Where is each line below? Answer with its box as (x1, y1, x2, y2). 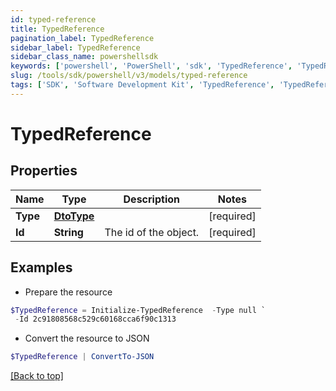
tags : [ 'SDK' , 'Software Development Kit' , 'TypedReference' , (10, 80, 275, 90)
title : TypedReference (10, 24, 105, 34)
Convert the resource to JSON (24, 332, 150, 345)
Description (123, 192, 180, 206)
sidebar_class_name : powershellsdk (10, 52, 159, 62)
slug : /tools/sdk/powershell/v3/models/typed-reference (10, 71, 248, 81)
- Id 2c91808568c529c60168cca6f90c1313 (14, 314, 177, 325)
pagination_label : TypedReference (10, 33, 155, 43)
